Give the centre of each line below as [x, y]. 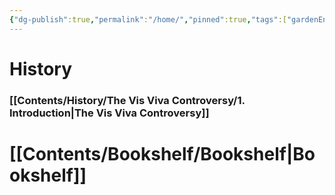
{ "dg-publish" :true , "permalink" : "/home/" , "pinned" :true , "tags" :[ [148, 19]
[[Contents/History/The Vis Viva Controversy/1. [127, 100]
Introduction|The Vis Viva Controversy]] [109, 113]
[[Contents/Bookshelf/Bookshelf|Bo [162, 153]
